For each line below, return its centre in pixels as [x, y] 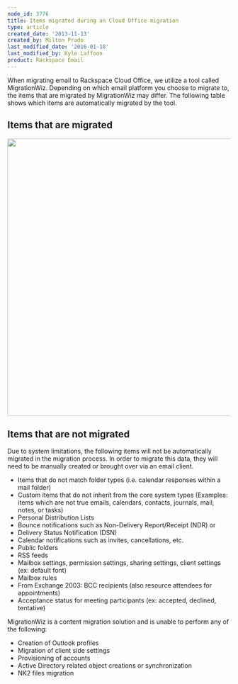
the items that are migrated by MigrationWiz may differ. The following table [116, 95]
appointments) [39, 593]
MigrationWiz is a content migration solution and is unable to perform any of [118, 622]
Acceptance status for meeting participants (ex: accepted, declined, [117, 600]
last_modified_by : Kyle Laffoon [55, 54]
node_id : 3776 [28, 14]
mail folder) [34, 488]
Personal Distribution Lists [56, 517]
